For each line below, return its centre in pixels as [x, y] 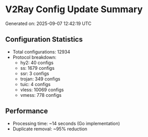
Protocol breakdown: [35, 57]
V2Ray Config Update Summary [74, 9]
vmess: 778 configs [41, 95]
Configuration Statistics [44, 39]
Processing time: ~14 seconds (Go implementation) [66, 123]
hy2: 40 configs [37, 63]
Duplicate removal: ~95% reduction [50, 129]
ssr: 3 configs [35, 73]
